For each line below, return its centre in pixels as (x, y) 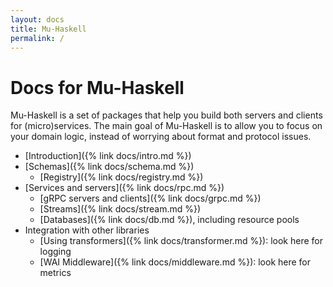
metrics (55, 273)
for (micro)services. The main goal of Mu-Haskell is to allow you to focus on (166, 126)
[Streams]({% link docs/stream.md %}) (120, 209)
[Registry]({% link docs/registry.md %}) (121, 177)
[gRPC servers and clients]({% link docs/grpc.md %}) (150, 198)
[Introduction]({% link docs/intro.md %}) (108, 156)
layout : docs (37, 19)
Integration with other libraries (87, 230)
